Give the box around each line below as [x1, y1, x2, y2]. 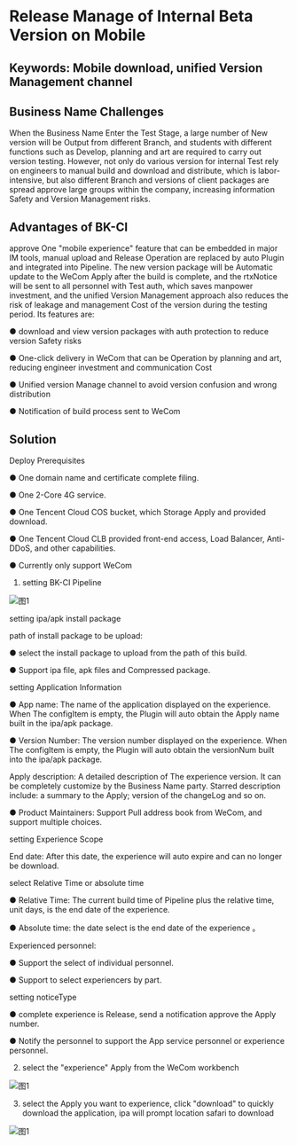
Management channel [9, 74, 133, 90]
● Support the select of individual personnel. [9, 958, 175, 969]
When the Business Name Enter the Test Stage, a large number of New [9, 128, 269, 138]
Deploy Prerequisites [9, 455, 86, 467]
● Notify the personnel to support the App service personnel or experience [9, 1036, 285, 1047]
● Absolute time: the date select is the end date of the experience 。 [9, 922, 261, 933]
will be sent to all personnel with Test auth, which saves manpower [9, 281, 254, 292]
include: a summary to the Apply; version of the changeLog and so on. [9, 790, 267, 801]
